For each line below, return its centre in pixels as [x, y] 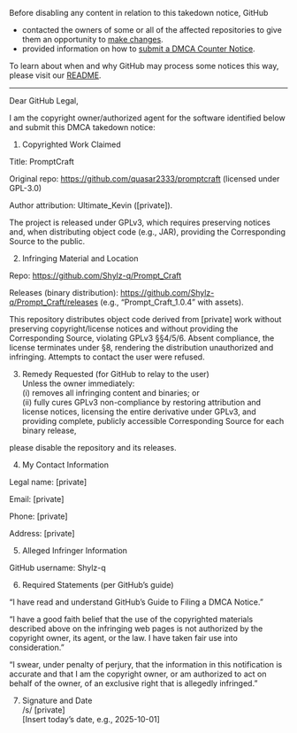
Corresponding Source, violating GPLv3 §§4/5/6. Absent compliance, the [142, 338]
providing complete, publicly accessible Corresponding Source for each [153, 421]
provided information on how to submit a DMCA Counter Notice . [138, 49]
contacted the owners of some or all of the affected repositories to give [152, 30]
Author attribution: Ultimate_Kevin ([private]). [91, 205]
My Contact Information [65, 465]
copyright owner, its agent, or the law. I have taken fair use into [124, 638]
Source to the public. [47, 241]
